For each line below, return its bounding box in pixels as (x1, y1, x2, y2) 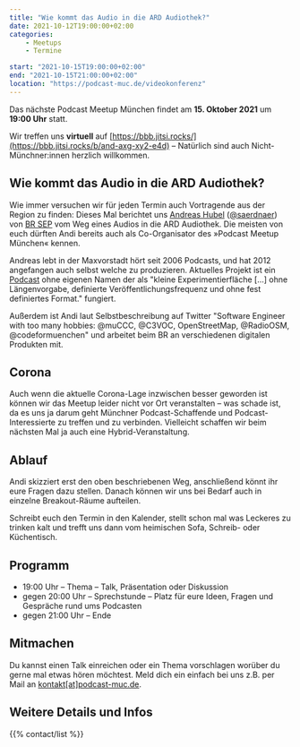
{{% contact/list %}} (9, 728, 84, 739)
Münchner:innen (9, 150, 70, 160)
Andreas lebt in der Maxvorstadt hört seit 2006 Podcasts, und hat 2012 (9, 254, 271, 265)
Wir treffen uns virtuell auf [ (9, 131, 114, 142)
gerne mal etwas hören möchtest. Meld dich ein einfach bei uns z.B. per (9, 669, 275, 680)
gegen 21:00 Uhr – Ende (21, 610, 112, 621)
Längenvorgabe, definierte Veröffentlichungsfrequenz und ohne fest (9, 283, 261, 294)
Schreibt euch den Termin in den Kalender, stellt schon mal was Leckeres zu (9, 512, 291, 524)
